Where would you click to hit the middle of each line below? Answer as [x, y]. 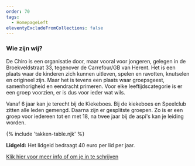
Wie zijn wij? [24, 49]
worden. [16, 122]
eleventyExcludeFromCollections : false [55, 28]
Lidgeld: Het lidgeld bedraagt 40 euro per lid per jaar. [71, 145]
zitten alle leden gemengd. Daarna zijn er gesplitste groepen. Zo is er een [95, 110]
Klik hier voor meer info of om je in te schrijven [62, 157]
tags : [13, 17]
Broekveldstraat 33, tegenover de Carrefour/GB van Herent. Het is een [91, 67]
